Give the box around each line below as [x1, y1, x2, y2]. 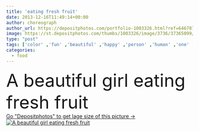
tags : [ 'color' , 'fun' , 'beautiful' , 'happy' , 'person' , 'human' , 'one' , [6, 42, 195, 48]
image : [6, 31, 23, 37]
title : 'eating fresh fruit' [6, 8, 78, 15]
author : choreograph [6, 20, 57, 25]
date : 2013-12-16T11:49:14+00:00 [6, 14, 89, 20]
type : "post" [6, 36, 38, 42]
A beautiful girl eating [6, 69, 185, 92]
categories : [6, 47, 36, 53]
